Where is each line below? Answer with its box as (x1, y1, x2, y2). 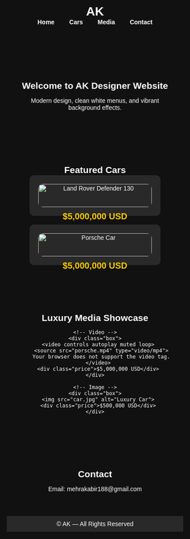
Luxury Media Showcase (41, 312, 149, 323)
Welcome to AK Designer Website (22, 80, 168, 91)
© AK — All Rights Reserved (56, 519, 134, 528)
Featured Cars (64, 164, 126, 175)
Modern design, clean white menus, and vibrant (31, 96, 159, 105)
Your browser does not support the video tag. (32, 353, 170, 360)
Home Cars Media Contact (37, 18, 153, 27)
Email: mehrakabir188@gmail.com (47, 485, 142, 493)
